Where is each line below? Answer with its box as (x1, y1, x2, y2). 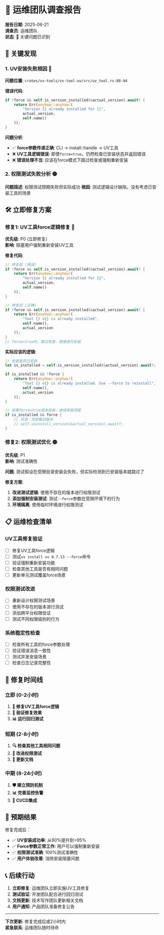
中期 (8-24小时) (5, 770, 42, 777)
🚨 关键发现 (5, 49, 37, 58)
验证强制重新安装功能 (12, 560, 55, 566)
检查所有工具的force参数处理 (12, 641, 70, 647)
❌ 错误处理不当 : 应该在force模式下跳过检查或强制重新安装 (12, 157, 128, 163)
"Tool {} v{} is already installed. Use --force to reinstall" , (22, 381, 156, 386)
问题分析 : (5, 134, 24, 140)
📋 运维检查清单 (5, 517, 52, 526)
